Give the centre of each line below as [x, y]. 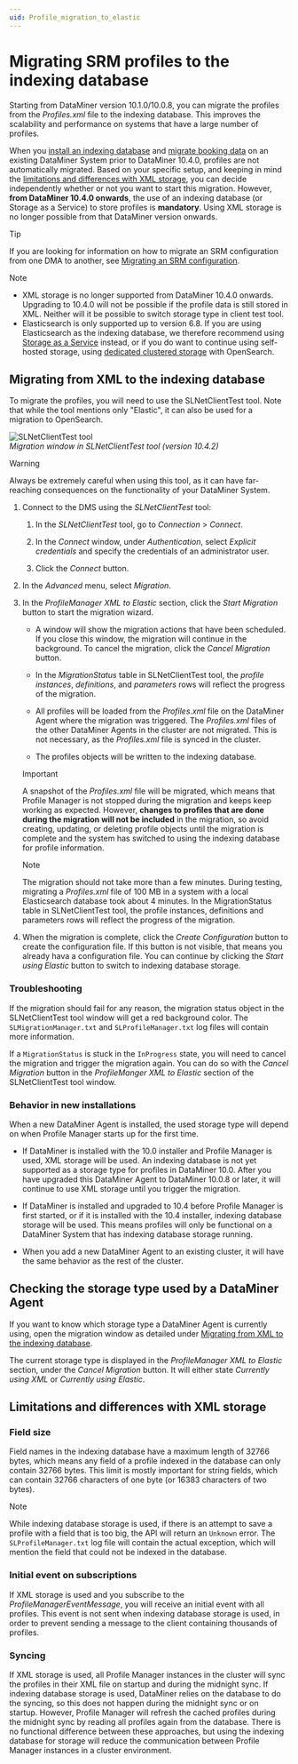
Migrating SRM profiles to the [119, 61]
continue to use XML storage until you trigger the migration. [131, 1188]
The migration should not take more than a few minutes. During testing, [152, 882]
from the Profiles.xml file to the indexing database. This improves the [135, 114]
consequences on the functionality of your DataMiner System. [157, 491]
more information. [42, 1036]
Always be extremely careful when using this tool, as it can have [126, 481]
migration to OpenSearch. [56, 419]
